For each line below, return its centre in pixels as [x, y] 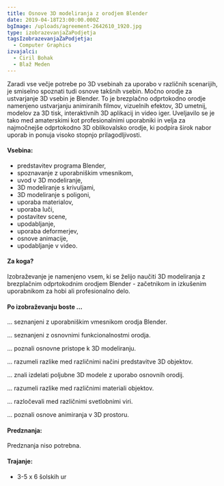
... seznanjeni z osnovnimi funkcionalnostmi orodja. [79, 335]
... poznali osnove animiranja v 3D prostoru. [68, 415]
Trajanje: [20, 461]
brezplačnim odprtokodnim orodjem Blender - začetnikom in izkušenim [107, 284]
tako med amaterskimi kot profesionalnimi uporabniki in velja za [96, 120]
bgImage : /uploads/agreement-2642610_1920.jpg [74, 26]
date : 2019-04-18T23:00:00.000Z [53, 20]
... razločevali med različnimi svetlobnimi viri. [70, 402]
